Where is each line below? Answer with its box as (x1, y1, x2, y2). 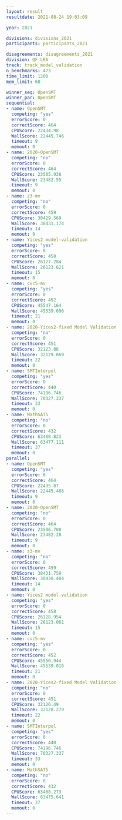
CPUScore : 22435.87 (11, 483, 59, 488)
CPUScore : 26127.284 (11, 259, 62, 265)
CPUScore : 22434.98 (11, 128, 59, 133)
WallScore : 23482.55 (11, 177, 62, 183)
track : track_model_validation (6, 62, 83, 68)
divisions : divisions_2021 (6, 35, 72, 41)
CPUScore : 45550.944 (11, 658, 62, 664)
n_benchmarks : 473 (6, 68, 51, 73)
